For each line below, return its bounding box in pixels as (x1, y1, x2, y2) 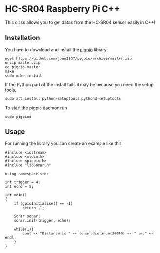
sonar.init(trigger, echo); (14, 218, 71, 223)
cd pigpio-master (5, 64, 40, 69)
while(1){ (14, 227, 34, 232)
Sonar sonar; (14, 214, 40, 219)
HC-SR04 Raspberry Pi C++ (5, 3, 120, 15)
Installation (5, 34, 40, 42)
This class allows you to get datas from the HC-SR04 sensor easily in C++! (5, 19, 156, 25)
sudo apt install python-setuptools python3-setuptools (5, 96, 121, 101)
